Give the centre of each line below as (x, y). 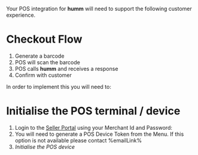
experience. (21, 15)
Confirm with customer (43, 75)
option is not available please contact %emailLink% (78, 140)
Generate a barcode (39, 56)
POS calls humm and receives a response (66, 68)
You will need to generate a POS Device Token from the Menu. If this (99, 134)
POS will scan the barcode (48, 62)
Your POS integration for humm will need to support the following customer (99, 9)
